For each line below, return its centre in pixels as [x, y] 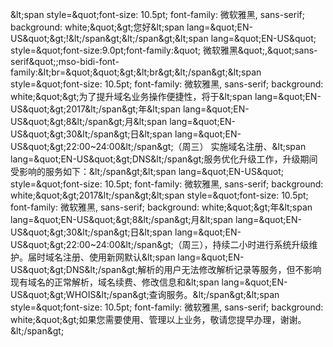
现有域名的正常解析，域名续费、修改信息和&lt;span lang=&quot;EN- [149, 282]
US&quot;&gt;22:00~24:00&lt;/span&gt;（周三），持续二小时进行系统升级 [160, 244]
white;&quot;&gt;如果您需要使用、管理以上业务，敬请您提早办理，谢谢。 [158, 319]
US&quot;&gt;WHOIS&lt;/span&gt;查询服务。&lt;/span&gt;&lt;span [145, 294]
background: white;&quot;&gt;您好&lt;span [97, 27]
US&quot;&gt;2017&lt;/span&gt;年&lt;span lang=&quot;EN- [130, 109]
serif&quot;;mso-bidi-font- [65, 61]
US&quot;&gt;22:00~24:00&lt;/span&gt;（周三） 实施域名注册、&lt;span [158, 146]
